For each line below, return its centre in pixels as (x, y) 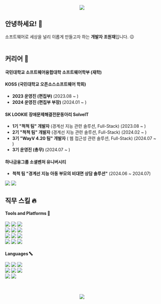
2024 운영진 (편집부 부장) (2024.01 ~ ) (49, 102)
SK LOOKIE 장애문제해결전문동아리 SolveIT (47, 114)
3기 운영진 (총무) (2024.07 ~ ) (41, 150)
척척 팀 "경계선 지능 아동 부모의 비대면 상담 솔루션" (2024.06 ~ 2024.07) (81, 174)
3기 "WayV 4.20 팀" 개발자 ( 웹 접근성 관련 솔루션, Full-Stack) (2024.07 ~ (84, 139)
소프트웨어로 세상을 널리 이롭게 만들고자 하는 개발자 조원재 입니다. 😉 (70, 37)
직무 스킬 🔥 (21, 200)
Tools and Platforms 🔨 (28, 213)
